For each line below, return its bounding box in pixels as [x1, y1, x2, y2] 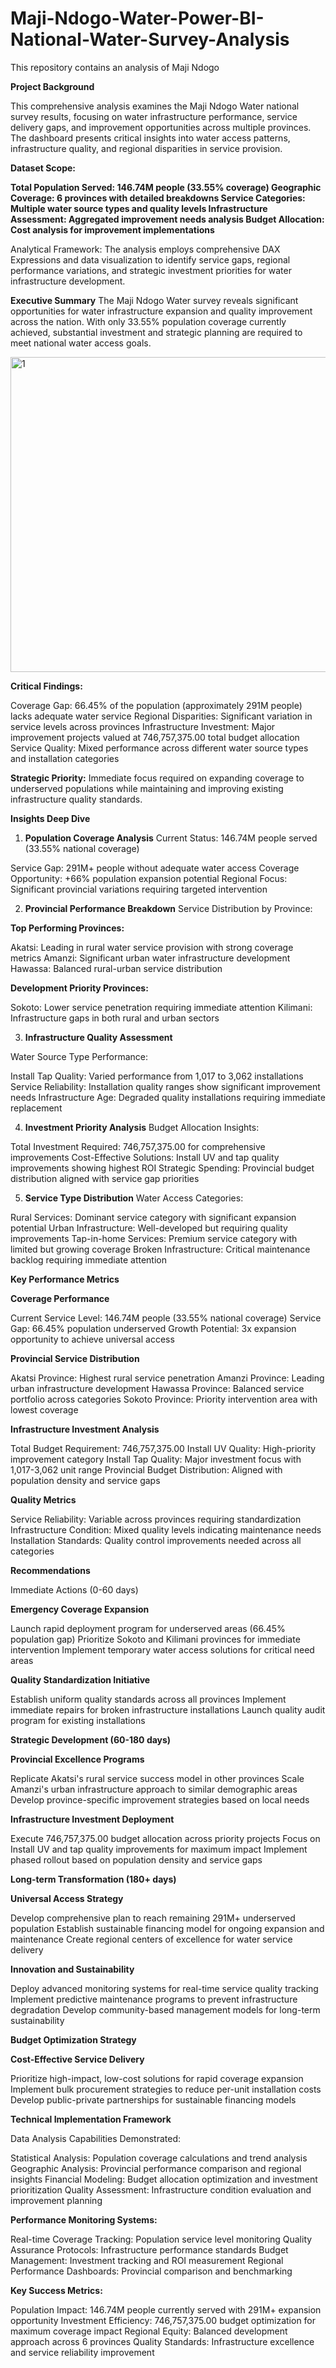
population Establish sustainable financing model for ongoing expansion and [10, 1922, 325, 1934]
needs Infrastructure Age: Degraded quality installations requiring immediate [10, 1091, 326, 1103]
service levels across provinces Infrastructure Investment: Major [10, 720, 276, 732]
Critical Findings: [10, 680, 83, 692]
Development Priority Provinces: [10, 982, 149, 994]
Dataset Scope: [10, 162, 77, 174]
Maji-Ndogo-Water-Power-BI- [10, 7, 265, 30]
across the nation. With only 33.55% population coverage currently [10, 315, 287, 327]
